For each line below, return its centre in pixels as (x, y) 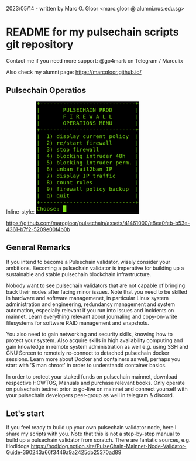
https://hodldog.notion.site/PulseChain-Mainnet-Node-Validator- (109, 446)
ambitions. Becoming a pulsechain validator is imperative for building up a (95, 268)
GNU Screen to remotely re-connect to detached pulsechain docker (88, 353)
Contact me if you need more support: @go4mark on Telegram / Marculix (94, 60)
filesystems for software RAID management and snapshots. (78, 323)
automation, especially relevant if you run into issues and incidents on (90, 310)
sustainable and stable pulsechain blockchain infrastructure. (79, 274)
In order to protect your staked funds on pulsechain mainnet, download (92, 376)
